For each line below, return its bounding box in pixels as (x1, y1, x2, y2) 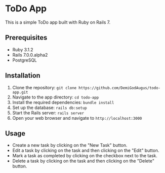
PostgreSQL (12, 57, 37, 63)
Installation (5, 71, 41, 80)
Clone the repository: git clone (12, 84, 77, 90)
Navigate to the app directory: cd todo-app (12, 94, 99, 100)
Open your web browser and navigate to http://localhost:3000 (12, 115, 142, 121)
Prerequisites (5, 34, 47, 42)
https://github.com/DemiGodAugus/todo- (78, 85, 161, 90)
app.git (12, 90, 28, 95)
